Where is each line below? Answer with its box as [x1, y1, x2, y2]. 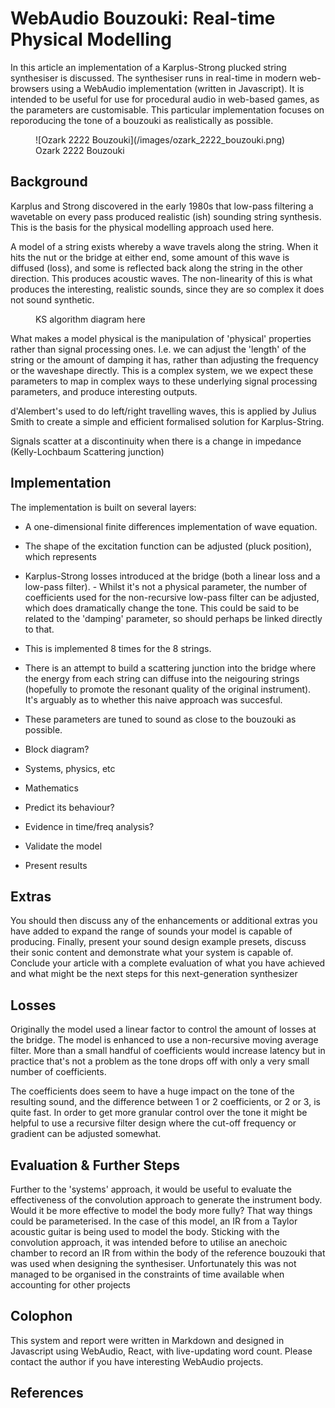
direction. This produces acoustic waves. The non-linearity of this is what [10, 272, 313, 284]
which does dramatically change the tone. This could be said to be [24, 602, 300, 614]
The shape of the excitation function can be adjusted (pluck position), [24, 540, 312, 552]
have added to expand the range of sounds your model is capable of [10, 925, 293, 937]
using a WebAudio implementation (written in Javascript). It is [51, 82, 305, 94]
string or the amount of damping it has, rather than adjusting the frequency [10, 353, 319, 366]
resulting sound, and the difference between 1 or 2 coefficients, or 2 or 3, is [10, 1096, 321, 1108]
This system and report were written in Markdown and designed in [10, 1334, 285, 1346]
